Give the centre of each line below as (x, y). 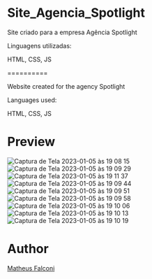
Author (28, 249)
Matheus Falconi (31, 268)
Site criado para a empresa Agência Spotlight (72, 32)
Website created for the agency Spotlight (66, 86)
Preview (31, 142)
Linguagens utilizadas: (39, 45)
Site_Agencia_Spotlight (76, 13)
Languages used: (32, 100)
